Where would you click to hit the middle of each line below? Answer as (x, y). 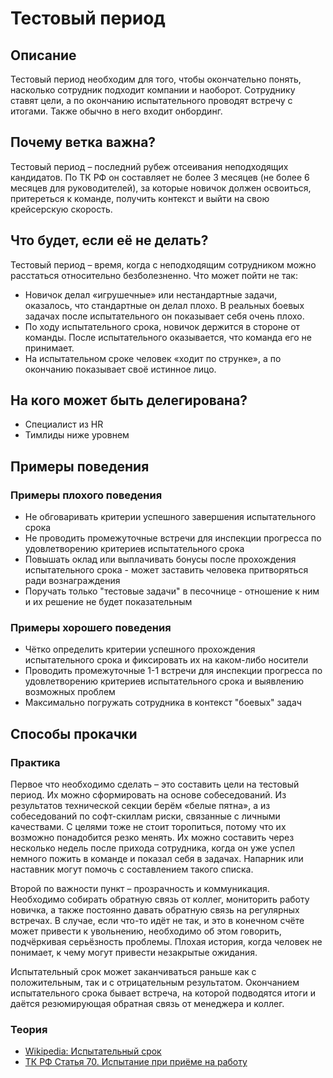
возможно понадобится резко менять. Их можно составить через (152, 838)
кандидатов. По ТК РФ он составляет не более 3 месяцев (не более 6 (160, 177)
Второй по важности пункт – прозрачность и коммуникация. (140, 889)
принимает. (49, 348)
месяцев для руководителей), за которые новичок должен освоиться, (161, 188)
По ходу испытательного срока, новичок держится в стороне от (162, 326)
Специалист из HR (64, 424)
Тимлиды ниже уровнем (77, 435)
